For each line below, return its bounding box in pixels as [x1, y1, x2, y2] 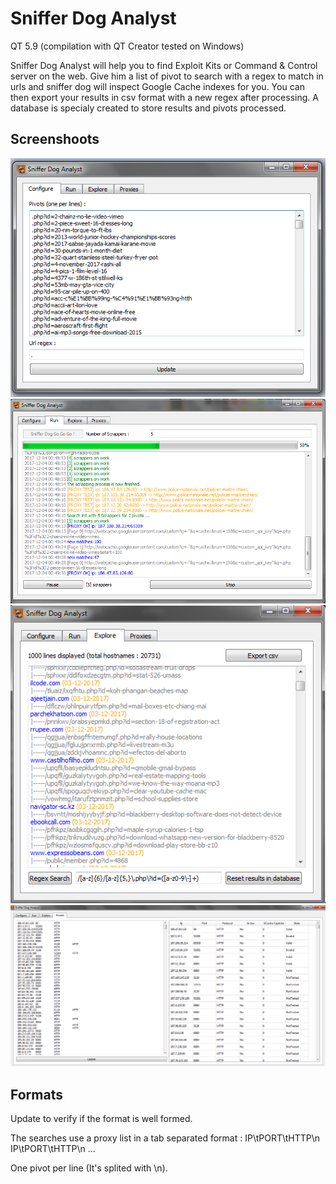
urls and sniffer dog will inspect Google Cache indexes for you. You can [10, 80, 305, 92]
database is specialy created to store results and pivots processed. [10, 102, 287, 114]
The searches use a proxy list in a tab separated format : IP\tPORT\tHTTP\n [10, 1132, 321, 1144]
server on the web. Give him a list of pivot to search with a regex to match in [10, 70, 324, 82]
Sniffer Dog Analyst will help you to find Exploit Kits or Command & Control [10, 59, 318, 71]
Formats [10, 1086, 63, 1103]
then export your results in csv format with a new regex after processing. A [10, 91, 319, 103]
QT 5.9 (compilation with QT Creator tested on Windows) [10, 40, 245, 52]
